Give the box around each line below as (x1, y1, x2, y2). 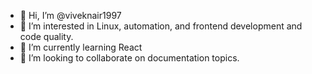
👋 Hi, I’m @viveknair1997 (19, 10, 122, 21)
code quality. (19, 31, 74, 42)
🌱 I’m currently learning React (19, 41, 143, 53)
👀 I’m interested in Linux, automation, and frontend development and (19, 20, 303, 32)
